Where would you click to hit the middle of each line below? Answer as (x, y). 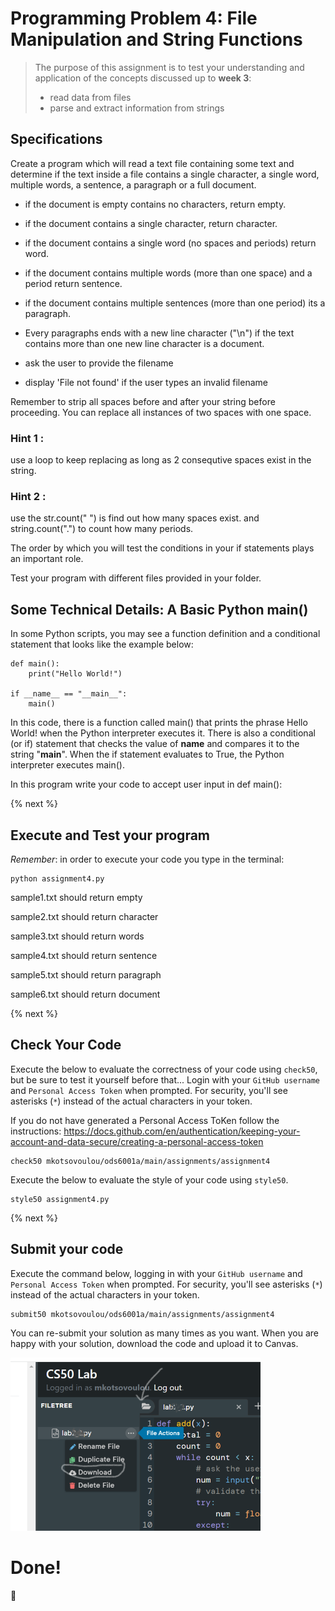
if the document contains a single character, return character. (151, 223)
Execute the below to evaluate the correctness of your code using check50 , (164, 1069)
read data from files (90, 97)
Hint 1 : (27, 438)
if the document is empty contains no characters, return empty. (155, 204)
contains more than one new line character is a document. (144, 343)
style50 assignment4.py (60, 1199)
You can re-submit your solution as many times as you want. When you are (164, 1333)
